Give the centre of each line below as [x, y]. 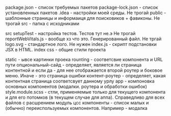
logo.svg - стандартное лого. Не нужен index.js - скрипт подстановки [81, 44]
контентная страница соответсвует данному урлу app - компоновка [80, 81]
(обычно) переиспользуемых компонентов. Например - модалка [77, 108]
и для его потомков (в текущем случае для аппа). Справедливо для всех [85, 97]
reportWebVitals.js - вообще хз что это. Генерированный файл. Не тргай [83, 39]
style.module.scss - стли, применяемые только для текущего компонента [86, 92]
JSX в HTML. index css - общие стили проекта [56, 50]
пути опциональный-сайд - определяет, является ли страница [74, 65]
